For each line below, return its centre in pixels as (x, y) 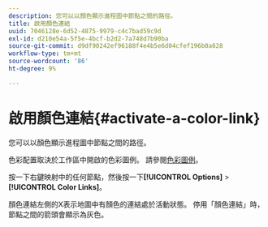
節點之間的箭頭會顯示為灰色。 (58, 214)
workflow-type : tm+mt (45, 54)
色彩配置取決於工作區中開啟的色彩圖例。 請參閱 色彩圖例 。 (106, 160)
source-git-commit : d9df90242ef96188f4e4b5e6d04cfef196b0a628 (116, 46)
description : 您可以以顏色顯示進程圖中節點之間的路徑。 (93, 16)
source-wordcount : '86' (49, 62)
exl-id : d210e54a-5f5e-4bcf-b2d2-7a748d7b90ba (89, 39)
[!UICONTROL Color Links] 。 (58, 186)
